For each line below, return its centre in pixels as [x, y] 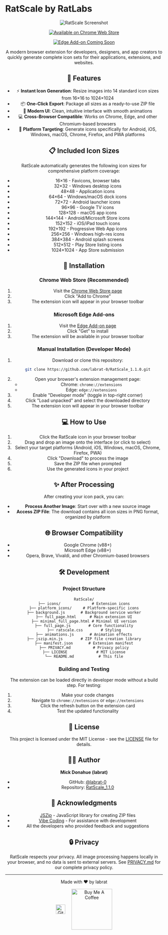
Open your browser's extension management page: [88, 379]
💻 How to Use [84, 422]
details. [84, 744]
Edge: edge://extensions [91, 389]
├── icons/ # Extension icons [84, 603]
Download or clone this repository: [88, 360]
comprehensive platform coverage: [84, 171]
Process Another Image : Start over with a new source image [88, 506]
